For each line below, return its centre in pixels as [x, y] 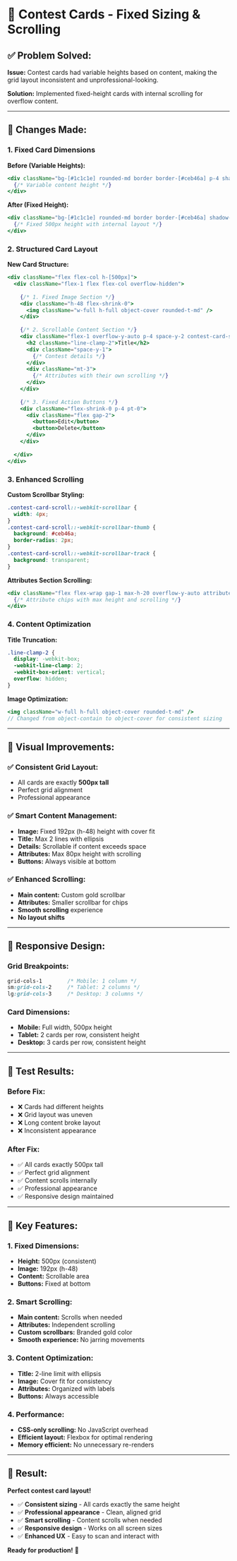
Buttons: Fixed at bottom [54, 1284]
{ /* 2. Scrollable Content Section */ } [79, 330]
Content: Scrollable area [53, 1276]
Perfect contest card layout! [49, 1490]
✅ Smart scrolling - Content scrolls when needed [90, 1520]
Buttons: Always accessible [58, 1396]
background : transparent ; [52, 560]
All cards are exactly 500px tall [63, 782]
